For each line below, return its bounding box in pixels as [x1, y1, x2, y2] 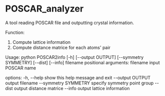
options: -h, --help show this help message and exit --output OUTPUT [5, 74, 151, 80]
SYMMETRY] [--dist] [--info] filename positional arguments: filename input [5, 59, 160, 65]
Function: [5, 29, 25, 35]
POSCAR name [5, 65, 36, 71]
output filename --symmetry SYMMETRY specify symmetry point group [5, 80, 154, 86]
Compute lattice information [12, 39, 71, 45]
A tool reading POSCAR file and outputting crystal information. [5, 20, 134, 26]
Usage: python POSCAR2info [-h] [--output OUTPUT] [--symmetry [5, 54, 144, 60]
